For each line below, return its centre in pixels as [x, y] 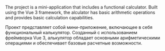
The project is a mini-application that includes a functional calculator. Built [81, 7]
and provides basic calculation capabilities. [49, 18]
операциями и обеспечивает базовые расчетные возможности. [74, 43]
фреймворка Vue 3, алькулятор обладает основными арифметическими [83, 38]
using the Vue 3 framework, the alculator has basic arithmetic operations [80, 12]
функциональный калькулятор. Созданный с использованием [71, 32]
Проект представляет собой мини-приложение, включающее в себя [79, 27]
